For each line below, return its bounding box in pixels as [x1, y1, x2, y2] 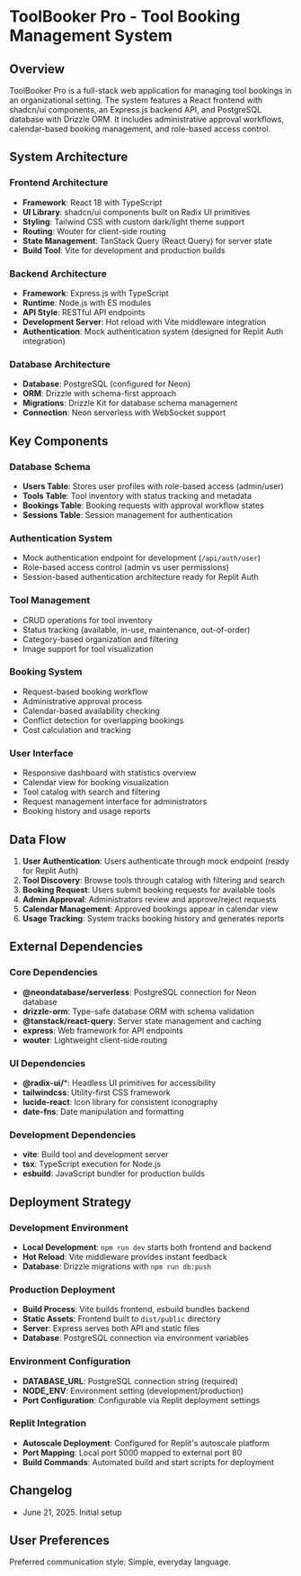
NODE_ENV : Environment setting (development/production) [22, 1385, 244, 1396]
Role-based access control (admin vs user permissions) [22, 562, 230, 573]
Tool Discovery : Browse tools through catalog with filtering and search [22, 874, 286, 885]
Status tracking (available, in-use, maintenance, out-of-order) [22, 624, 251, 635]
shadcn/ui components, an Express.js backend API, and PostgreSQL [9, 104, 262, 114]
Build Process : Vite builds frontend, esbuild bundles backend [22, 1304, 250, 1315]
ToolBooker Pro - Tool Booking [9, 6, 241, 27]
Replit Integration [9, 1417, 87, 1429]
